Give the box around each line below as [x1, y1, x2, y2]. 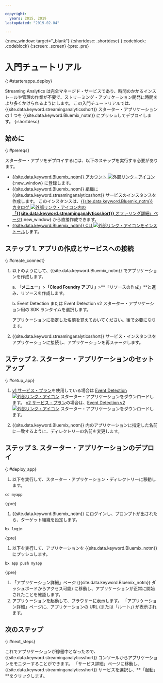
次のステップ [5, 625, 44, 633]
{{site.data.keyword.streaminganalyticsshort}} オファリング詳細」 [16, 210, 154, 217]
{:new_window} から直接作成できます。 [20, 217, 99, 222]
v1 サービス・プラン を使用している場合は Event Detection [12, 388, 127, 393]
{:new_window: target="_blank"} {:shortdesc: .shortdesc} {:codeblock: [5, 38, 147, 44]
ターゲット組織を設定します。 [20, 517, 80, 522]
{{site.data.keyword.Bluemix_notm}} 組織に [12, 186, 98, 192]
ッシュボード [12, 585, 38, 591]
